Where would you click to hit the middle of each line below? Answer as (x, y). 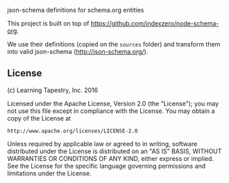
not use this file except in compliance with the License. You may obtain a (111, 111)
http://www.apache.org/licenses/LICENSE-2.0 (73, 131)
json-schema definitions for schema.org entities (76, 10)
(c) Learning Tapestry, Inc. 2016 (53, 90)
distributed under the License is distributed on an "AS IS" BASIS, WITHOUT (114, 151)
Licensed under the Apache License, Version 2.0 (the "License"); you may (113, 103)
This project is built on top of (48, 23)
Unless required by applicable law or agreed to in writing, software (102, 143)
